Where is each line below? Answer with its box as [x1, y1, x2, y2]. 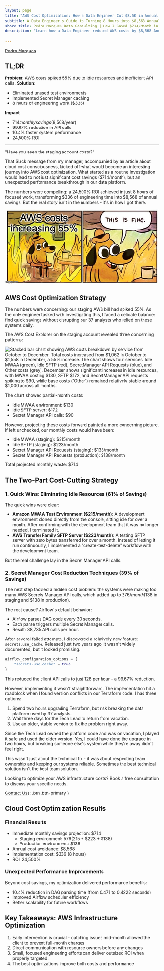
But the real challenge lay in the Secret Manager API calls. [5, 557, 122, 563]
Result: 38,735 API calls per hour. [12, 627, 79, 633]
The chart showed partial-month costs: [5, 392, 84, 398]
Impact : [5, 109, 21, 115]
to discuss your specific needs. [5, 780, 68, 787]
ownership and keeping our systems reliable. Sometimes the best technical [5, 761, 156, 767]
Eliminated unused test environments [12, 90, 87, 96]
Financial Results [5, 819, 47, 826]
